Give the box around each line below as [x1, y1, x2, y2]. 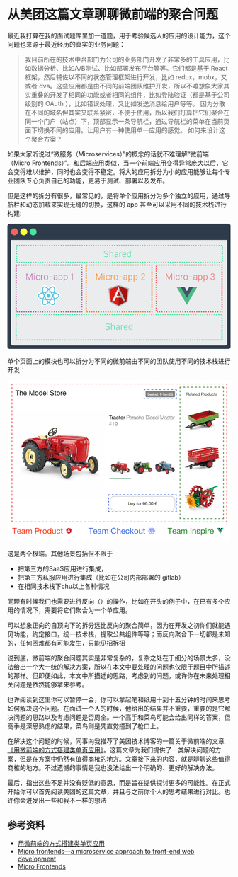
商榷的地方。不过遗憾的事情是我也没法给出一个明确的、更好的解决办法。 [7, 764, 218, 772]
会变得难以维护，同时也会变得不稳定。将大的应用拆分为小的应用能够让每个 [7, 167, 225, 176]
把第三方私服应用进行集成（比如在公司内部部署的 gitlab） [17, 573, 186, 582]
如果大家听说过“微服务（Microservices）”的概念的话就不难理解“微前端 [7, 149, 209, 158]
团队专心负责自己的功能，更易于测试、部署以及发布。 [13, 176, 169, 185]
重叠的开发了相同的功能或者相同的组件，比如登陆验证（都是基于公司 [30, 90, 230, 99]
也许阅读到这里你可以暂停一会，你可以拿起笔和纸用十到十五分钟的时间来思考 [7, 695, 231, 704]
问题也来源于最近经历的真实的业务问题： [7, 40, 125, 48]
